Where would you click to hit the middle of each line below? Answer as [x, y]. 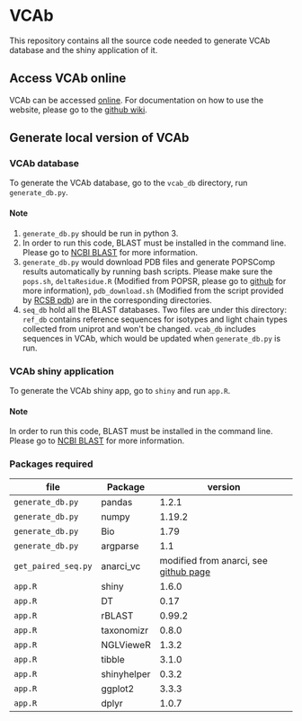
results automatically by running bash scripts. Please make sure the [147, 271]
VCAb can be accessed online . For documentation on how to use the [136, 100]
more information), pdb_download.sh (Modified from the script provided [153, 290]
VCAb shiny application [62, 371]
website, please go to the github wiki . [79, 110]
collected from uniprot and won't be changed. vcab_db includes [139, 328]
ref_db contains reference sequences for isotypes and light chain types [155, 319]
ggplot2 [118, 689]
